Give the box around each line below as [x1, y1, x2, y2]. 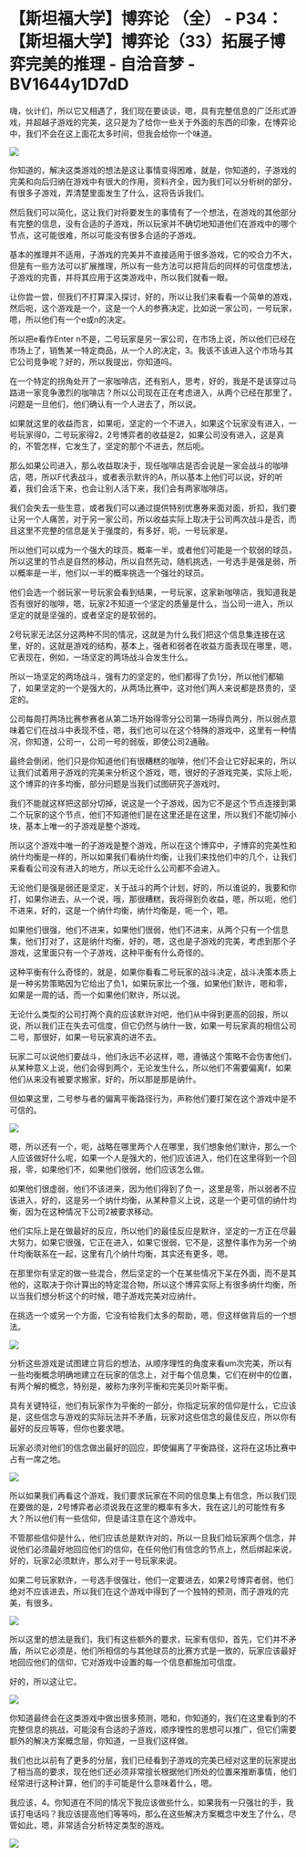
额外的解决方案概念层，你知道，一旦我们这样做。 [9, 1735, 193, 1746]
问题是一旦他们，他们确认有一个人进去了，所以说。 [9, 398, 201, 409]
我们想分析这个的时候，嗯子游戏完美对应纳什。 [25, 1290, 201, 1301]
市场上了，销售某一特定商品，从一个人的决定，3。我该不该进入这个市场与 [9, 344, 286, 356]
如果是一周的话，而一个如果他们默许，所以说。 [9, 989, 185, 1000]
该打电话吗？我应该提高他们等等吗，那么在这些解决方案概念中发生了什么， [9, 1808, 289, 1819]
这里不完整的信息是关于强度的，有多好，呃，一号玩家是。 [16, 525, 233, 536]
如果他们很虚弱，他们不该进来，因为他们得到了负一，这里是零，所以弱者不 [9, 1183, 289, 1194]
